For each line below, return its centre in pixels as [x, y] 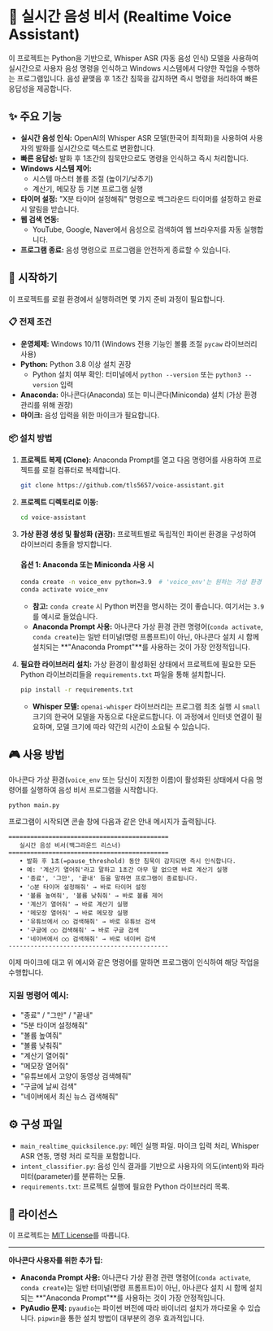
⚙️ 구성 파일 [36, 1125]
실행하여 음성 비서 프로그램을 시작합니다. [94, 789]
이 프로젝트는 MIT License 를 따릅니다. [69, 1235]
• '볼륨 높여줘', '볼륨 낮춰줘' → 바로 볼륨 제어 [91, 896]
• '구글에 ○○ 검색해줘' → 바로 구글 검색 [79, 931]
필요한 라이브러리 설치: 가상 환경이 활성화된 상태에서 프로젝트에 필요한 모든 [138, 664]
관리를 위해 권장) [46, 404]
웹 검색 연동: [39, 219]
